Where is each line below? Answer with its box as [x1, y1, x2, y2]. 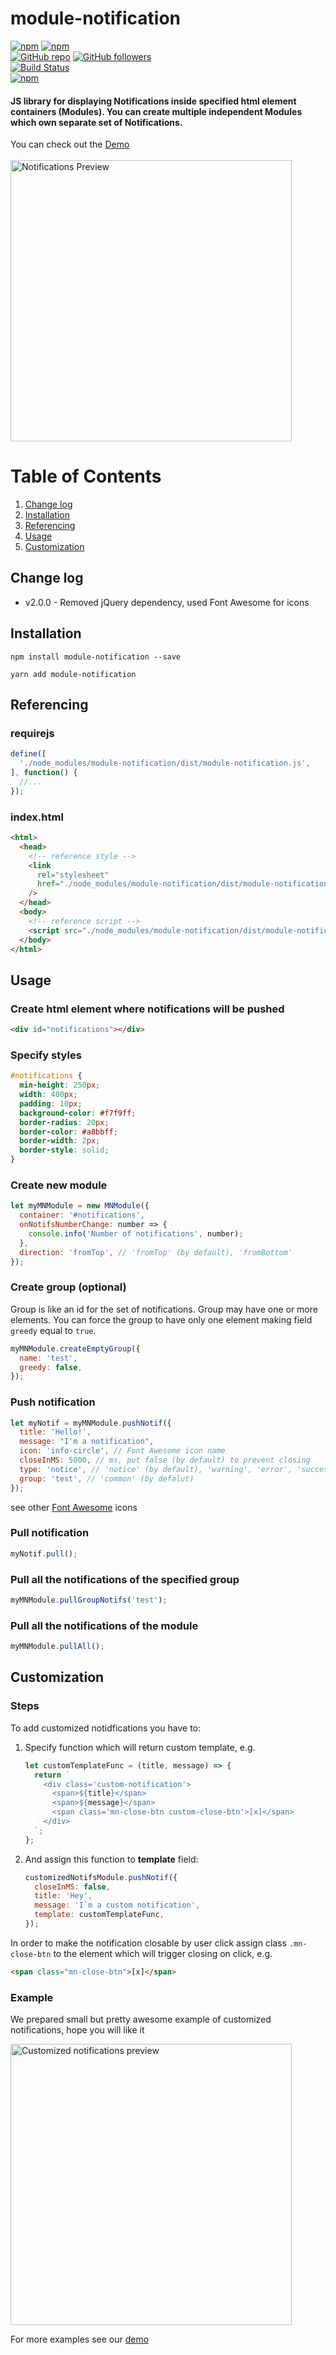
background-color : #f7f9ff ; [19, 1108, 137, 1118]
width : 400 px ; [19, 1090, 78, 1100]
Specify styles [10, 1048, 82, 1062]
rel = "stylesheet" [36, 870, 110, 880]
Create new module [10, 1178, 108, 1192]
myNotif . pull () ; [10, 1548, 78, 1559]
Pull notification [10, 1526, 90, 1540]
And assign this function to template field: [24, 1853, 199, 1865]
